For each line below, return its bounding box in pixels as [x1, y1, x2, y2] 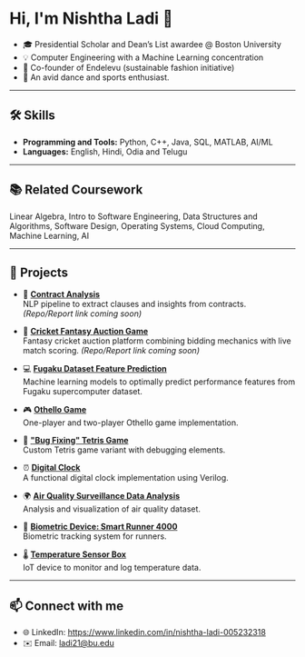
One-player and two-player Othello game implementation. [22, 417, 239, 428]
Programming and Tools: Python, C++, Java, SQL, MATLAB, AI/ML [22, 136, 274, 147]
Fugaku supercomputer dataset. [22, 386, 143, 397]
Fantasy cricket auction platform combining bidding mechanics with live [22, 335, 292, 346]
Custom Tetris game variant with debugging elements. [22, 444, 226, 455]
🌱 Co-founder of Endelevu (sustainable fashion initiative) [22, 62, 235, 73]
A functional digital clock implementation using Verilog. [22, 473, 229, 483]
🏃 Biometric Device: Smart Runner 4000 [22, 522, 178, 533]
